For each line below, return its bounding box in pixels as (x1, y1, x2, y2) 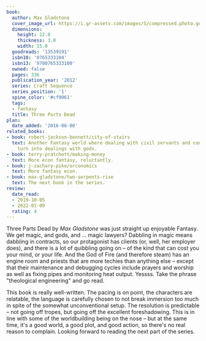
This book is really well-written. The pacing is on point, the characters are (6, 289, 193, 296)
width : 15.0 (17, 43, 48, 50)
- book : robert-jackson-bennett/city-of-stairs (6, 134, 131, 141)
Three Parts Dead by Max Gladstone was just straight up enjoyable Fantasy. (6, 225, 198, 233)
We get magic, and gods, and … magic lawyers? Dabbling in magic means (6, 231, 193, 239)
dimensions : (12, 26, 43, 32)
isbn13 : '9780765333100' (12, 60, 75, 66)
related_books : (6, 129, 45, 135)
